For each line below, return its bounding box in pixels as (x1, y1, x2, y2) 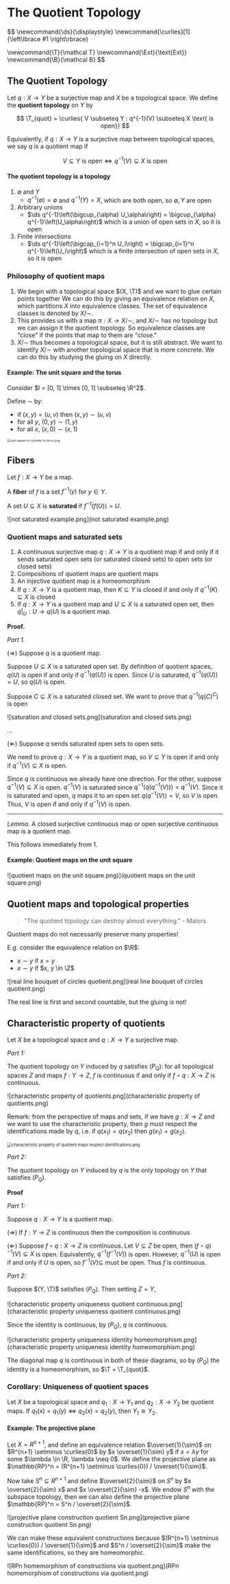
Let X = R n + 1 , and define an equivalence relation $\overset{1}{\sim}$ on (7, 1439, 212, 1449)
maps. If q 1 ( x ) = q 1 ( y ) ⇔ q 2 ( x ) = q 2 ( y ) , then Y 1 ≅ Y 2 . (7, 1406, 157, 1416)
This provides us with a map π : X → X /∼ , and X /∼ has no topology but (16, 316, 218, 324)
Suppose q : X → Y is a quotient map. (7, 1215, 114, 1223)
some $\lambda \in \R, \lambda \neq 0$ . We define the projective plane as (7, 1455, 216, 1463)
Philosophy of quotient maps (7, 271, 105, 281)
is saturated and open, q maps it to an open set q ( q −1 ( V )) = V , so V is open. (7, 790, 220, 799)
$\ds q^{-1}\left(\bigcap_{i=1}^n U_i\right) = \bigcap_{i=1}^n (27, 240, 194, 248)
